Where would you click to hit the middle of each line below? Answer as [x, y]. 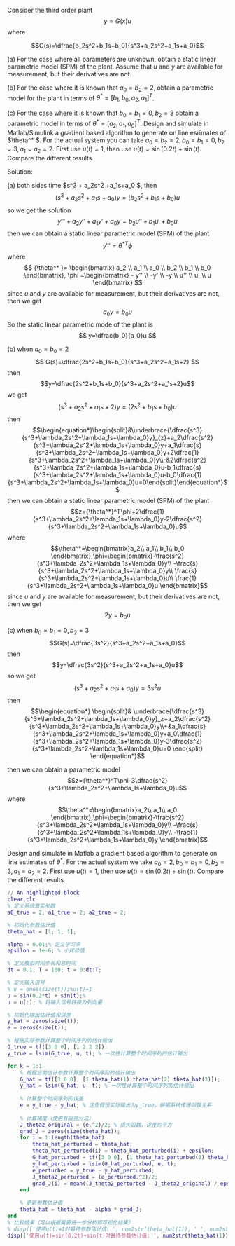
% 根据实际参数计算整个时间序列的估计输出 [60, 1041]
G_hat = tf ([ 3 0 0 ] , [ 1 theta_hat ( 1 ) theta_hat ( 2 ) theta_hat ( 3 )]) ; [120, 1079]
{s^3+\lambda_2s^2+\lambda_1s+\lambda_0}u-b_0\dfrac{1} [117, 475]
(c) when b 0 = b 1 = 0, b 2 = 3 [48, 631]
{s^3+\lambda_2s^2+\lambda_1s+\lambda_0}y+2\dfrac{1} [117, 453]
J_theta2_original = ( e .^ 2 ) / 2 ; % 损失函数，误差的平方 [96, 1125]
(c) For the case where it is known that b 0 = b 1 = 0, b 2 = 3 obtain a [103, 114]
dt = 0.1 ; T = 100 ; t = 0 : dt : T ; [55, 970]
